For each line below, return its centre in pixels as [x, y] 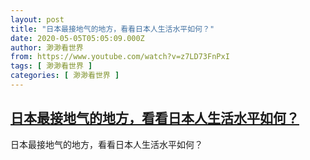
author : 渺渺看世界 [47, 47]
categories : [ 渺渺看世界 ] [65, 76]
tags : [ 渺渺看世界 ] [51, 66]
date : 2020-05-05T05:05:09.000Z [77, 38]
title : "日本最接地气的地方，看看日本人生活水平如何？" [112, 29]
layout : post [37, 19]
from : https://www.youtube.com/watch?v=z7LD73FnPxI [120, 57]
